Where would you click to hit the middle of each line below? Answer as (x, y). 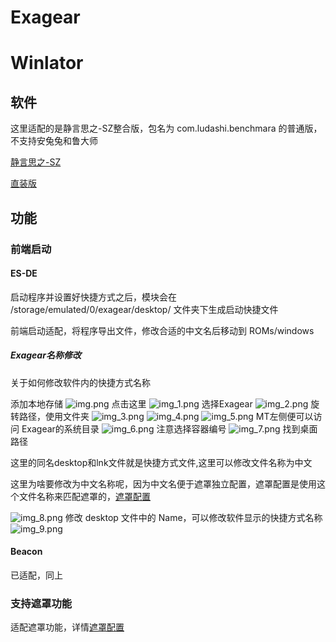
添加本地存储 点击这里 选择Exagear (131, 403)
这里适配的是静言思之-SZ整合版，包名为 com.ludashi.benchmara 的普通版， (166, 128)
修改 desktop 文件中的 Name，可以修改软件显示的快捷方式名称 (193, 517)
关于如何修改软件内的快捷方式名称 (80, 382)
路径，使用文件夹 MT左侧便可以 (166, 416)
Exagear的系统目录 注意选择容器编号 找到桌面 (169, 428)
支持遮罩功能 (41, 603)
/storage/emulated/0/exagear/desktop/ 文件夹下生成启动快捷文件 (144, 309)
